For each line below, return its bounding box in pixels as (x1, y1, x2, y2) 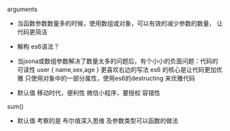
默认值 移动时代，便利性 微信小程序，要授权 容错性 (16, 88, 161, 97)
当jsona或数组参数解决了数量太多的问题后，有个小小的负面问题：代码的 (16, 57, 219, 65)
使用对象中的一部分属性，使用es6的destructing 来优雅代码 (30, 74, 195, 82)
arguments (7, 5, 38, 13)
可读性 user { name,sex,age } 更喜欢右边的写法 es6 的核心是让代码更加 (16, 66, 217, 73)
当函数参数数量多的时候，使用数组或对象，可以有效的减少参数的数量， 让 (16, 19, 223, 27)
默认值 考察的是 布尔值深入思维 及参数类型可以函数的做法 (16, 117, 179, 125)
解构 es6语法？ (16, 43, 60, 50)
